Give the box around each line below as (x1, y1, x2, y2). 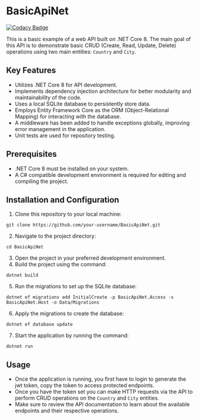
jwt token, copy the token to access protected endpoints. (14, 382, 154, 389)
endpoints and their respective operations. (14, 407, 119, 415)
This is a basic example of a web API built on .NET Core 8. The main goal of (6, 35, 191, 42)
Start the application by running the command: (14, 332, 129, 339)
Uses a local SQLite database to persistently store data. (14, 100, 151, 107)
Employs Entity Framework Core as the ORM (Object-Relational (14, 106, 169, 114)
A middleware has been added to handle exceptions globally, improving (14, 119, 190, 126)
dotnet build (6, 272, 39, 278)
